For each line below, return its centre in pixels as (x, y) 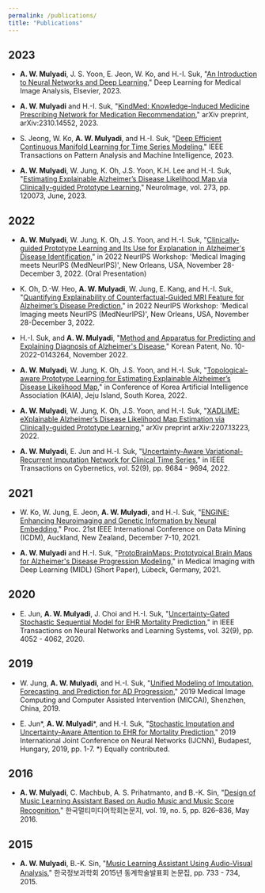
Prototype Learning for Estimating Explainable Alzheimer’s (136, 379)
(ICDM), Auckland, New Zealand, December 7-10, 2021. (110, 537)
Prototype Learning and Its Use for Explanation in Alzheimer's (145, 248)
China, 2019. (40, 708)
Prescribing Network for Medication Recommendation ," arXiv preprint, (134, 115)
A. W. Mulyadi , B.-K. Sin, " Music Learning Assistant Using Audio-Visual (136, 864)
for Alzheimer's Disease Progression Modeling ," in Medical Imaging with (137, 561)
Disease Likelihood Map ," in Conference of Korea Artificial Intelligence (134, 387)
